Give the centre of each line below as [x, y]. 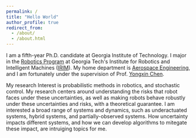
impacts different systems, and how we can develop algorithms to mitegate [97, 123]
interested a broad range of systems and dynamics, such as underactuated [97, 110]
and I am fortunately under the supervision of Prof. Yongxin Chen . [85, 74]
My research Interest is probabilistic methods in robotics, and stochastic [93, 85]
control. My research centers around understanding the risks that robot [92, 92]
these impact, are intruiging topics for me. [56, 129]
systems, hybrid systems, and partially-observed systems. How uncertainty [97, 116]
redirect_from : [25, 28]
